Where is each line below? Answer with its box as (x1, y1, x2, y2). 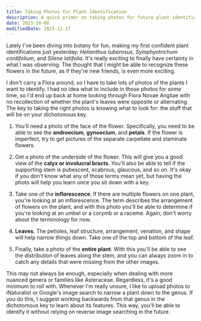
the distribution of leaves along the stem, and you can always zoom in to (14, 252, 194, 259)
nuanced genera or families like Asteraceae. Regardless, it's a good (6, 277, 172, 284)
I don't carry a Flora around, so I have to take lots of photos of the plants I (6, 79, 188, 86)
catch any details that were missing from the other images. (14, 259, 160, 266)
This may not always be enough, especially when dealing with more (6, 270, 173, 277)
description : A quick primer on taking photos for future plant (6, 14, 170, 20)
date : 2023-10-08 (6, 20, 50, 26)
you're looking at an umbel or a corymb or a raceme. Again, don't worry (14, 209, 192, 217)
